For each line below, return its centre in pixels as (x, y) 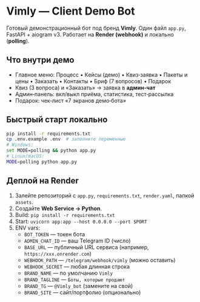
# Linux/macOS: (25, 156)
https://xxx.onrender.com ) (58, 253)
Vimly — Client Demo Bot (71, 11)
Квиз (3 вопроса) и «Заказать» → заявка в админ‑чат (85, 88)
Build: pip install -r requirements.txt (65, 214)
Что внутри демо (40, 60)
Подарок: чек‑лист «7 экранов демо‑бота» (70, 100)
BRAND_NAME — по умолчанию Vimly (68, 273)
